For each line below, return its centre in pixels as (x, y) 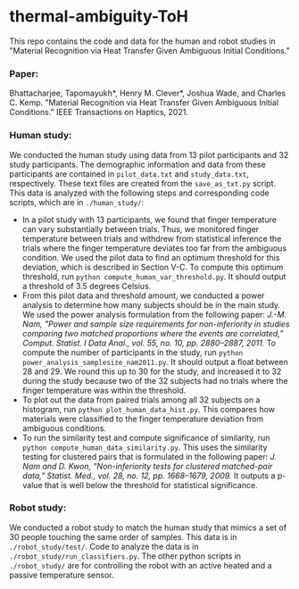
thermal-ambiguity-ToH (99, 17)
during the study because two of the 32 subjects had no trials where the (155, 380)
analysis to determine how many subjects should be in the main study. (151, 304)
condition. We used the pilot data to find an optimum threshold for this (151, 257)
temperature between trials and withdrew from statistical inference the (152, 238)
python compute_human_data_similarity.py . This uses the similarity (145, 447)
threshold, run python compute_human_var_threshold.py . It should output (154, 276)
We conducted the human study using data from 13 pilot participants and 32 (149, 154)
